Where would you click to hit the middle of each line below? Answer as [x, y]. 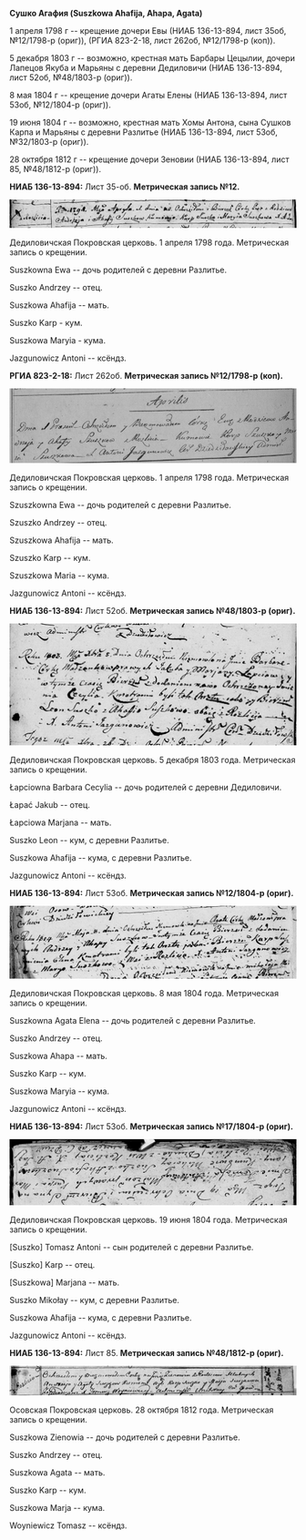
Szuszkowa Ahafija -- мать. [61, 540]
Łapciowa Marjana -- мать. [61, 822]
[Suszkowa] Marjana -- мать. [65, 1282]
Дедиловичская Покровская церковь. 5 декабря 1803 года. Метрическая [153, 760]
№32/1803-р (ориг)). [49, 142]
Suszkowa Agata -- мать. [57, 1472]
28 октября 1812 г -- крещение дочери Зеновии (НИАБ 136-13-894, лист [149, 159]
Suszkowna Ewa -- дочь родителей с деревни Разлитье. [118, 270]
